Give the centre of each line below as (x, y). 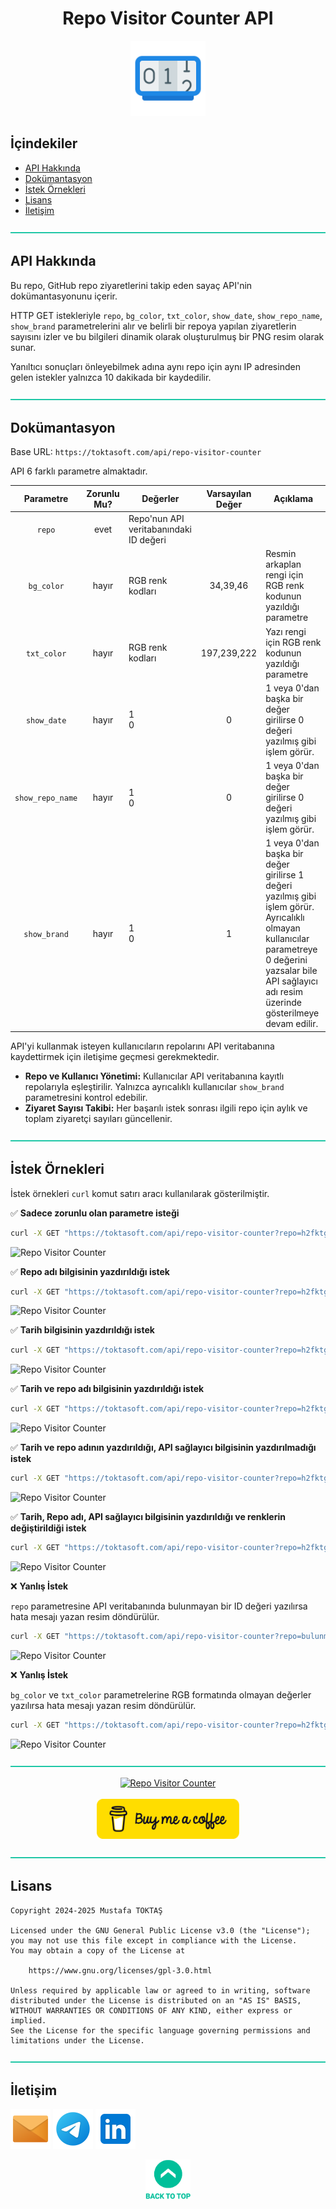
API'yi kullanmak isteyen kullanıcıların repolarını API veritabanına (142, 1046)
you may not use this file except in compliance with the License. (154, 1940)
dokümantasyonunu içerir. (64, 296)
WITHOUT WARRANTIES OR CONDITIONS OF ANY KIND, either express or (151, 2010)
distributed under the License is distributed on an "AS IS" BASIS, (156, 2000)
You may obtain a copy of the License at (98, 1950)
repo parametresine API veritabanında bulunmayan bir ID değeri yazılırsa (159, 1606)
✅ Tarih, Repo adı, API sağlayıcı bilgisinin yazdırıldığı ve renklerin (148, 1517)
